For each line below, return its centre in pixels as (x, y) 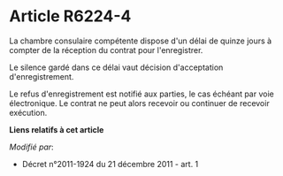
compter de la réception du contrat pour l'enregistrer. (106, 50)
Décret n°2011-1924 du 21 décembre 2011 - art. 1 (110, 164)
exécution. (28, 112)
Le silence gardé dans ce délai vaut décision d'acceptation (116, 67)
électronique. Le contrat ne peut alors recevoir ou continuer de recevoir (139, 103)
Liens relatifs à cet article (57, 129)
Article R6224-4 (70, 16)
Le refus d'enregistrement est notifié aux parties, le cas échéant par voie (141, 94)
